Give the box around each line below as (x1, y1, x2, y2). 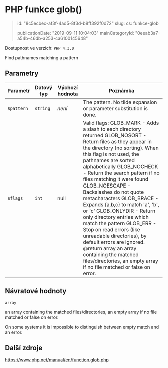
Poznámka (109, 87, 135, 94)
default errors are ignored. (83, 238, 145, 245)
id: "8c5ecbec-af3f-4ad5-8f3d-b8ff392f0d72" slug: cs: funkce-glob (17, 20, 159, 26)
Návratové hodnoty (5, 287, 67, 295)
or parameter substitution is (83, 105, 148, 112)
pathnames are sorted (83, 157, 135, 164)
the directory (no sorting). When (83, 144, 159, 151)
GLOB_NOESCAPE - (83, 182, 131, 189)
